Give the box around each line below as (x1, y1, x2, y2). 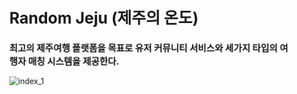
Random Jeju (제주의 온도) (9, 8, 199, 28)
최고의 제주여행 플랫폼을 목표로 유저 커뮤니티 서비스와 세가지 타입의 (9, 42, 278, 54)
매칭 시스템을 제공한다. (28, 55, 120, 67)
